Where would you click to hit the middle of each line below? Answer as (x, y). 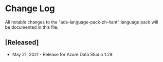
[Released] (22, 43)
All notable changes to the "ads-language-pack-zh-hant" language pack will (81, 22)
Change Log (30, 9)
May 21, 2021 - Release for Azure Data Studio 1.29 (62, 54)
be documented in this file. (32, 27)
